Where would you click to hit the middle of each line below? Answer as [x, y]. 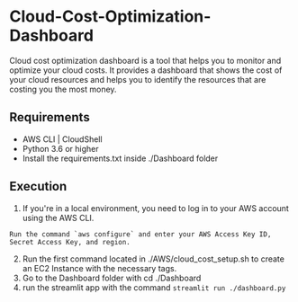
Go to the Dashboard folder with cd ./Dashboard [112, 278]
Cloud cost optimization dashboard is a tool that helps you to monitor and [145, 60]
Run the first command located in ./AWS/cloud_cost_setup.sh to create [154, 259]
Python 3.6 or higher [60, 148]
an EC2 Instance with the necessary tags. [99, 268]
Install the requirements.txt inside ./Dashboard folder [120, 158]
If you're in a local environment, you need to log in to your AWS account [156, 208]
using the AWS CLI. [58, 218]
